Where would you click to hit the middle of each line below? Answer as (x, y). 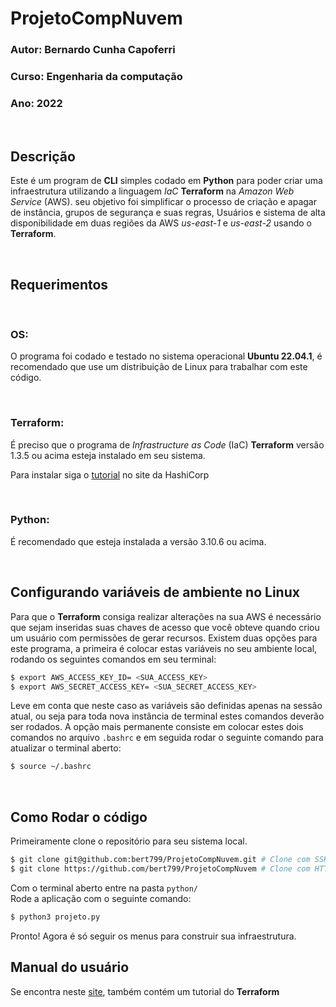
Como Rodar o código (79, 817)
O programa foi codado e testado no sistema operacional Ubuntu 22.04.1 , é (166, 356)
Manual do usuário (70, 967)
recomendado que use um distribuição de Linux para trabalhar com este (159, 367)
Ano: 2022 (36, 103)
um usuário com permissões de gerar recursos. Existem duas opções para (164, 638)
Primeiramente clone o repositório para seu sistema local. (129, 841)
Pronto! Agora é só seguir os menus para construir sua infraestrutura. (153, 936)
